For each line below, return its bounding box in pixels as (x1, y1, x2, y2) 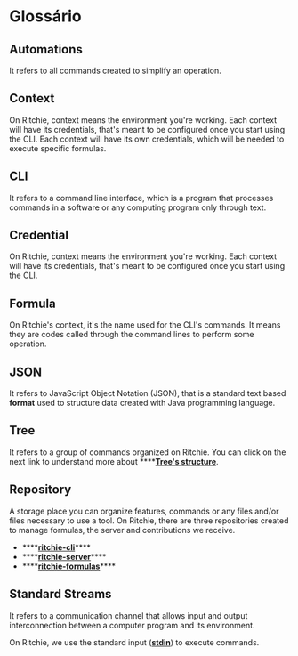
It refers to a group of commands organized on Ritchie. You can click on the (9, 447, 286, 458)
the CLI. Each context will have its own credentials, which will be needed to (9, 134, 285, 144)
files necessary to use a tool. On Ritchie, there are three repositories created (9, 514, 289, 526)
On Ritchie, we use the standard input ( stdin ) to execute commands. (9, 636, 260, 647)
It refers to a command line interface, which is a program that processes (9, 192, 274, 203)
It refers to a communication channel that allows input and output (9, 610, 248, 620)
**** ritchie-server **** (21, 551, 107, 562)
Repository (9, 482, 72, 498)
